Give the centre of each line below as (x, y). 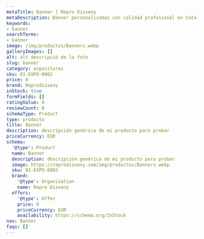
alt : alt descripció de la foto (47, 57)
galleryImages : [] (29, 52)
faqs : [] (17, 227)
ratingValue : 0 (25, 102)
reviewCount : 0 (25, 108)
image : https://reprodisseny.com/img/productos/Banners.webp (91, 165)
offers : (22, 193)
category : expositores (35, 68)
